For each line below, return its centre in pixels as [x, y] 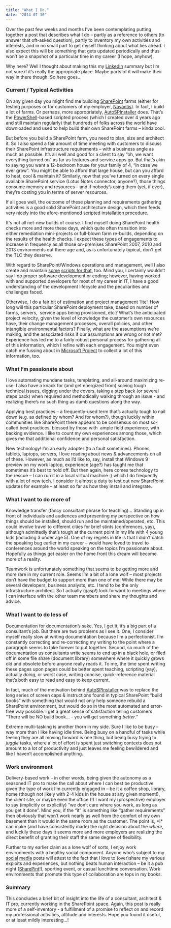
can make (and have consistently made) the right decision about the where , [85, 826]
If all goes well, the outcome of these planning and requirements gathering [84, 202]
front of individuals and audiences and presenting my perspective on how [83, 516]
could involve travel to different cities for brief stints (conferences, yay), [81, 527]
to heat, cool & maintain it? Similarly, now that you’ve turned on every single [85, 176]
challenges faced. [25, 292]
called [12, 428]
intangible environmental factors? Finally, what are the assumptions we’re [82, 329]
